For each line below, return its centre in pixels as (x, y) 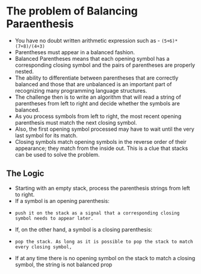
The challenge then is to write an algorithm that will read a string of (98, 97)
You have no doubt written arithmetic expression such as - (88, 40)
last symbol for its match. (46, 135)
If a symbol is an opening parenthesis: (62, 201)
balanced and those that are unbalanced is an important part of (93, 84)
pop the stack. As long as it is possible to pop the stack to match (104, 241)
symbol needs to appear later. (54, 218)
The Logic (25, 174)
